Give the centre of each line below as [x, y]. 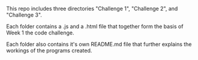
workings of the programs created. [49, 50]
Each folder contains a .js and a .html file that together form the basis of [95, 26]
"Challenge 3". [24, 15]
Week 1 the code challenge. [40, 33]
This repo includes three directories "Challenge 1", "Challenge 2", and [92, 9]
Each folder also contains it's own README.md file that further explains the [99, 44]
